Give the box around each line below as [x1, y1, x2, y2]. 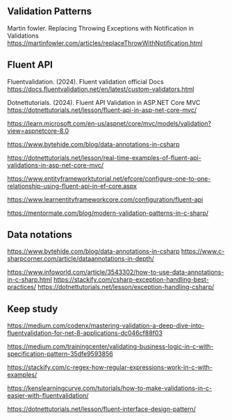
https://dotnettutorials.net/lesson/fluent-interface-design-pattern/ [7, 405, 196, 413]
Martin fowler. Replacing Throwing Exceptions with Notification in [7, 24, 194, 32]
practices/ [7, 283, 37, 291]
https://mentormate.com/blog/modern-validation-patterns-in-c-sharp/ [7, 209, 209, 217]
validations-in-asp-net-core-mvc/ [7, 161, 104, 169]
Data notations [7, 229, 73, 241]
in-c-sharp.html [7, 275, 52, 284]
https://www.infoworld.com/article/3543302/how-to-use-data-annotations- [7, 268, 224, 277]
